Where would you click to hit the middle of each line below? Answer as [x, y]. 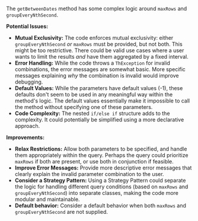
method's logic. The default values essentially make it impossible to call [102, 101]
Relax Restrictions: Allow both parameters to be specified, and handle [101, 149]
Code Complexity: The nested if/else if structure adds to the [92, 113]
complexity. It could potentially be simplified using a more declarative [99, 120]
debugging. [29, 82]
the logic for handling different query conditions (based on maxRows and [101, 187]
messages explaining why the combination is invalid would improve [97, 76]
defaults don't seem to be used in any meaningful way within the [94, 95]
